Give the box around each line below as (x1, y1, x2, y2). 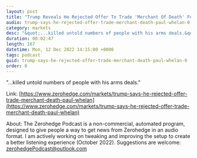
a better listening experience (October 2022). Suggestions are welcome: (6, 139, 181, 146)
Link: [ (6, 90, 22, 97)
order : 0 (6, 63, 28, 69)
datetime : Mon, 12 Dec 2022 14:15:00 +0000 (6, 47, 114, 53)
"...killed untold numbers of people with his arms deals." (6, 79, 141, 86)
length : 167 (6, 42, 35, 47)
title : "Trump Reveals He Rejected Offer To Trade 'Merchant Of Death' (6, 14, 185, 20)
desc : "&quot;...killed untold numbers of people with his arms (6, 30, 167, 36)
